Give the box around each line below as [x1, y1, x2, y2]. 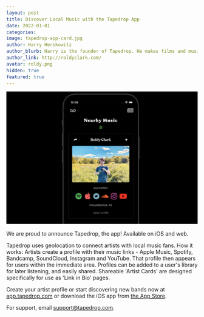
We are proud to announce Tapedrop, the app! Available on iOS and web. [6, 230, 189, 237]
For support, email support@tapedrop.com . [6, 304, 115, 312]
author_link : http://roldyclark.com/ [6, 55, 102, 61]
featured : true [6, 73, 45, 80]
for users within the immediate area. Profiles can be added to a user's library [6, 261, 198, 268]
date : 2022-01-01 [6, 22, 50, 29]
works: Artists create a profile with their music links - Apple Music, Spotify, [6, 248, 193, 256]
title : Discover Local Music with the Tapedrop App [6, 16, 140, 22]
